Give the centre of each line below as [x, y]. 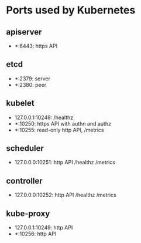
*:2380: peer [30, 85]
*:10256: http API [35, 234]
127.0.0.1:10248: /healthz [44, 117]
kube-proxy [28, 213]
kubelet [20, 103]
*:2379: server [32, 78]
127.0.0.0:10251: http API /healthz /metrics [65, 163]
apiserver [24, 32]
